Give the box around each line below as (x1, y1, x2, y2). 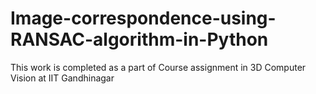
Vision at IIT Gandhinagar (10, 72, 115, 84)
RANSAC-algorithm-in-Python (10, 28, 269, 51)
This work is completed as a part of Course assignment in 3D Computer (10, 61, 307, 73)
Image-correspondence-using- (10, 7, 277, 30)
